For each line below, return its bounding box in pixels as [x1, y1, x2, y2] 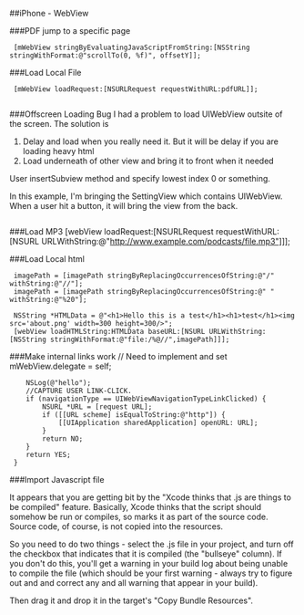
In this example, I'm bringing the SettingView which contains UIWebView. [9, 191, 283, 202]
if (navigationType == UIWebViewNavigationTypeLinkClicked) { [25, 394, 267, 403]
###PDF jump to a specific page [9, 26, 131, 36]
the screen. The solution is [9, 119, 109, 129]
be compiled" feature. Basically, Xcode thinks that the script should [9, 502, 262, 512]
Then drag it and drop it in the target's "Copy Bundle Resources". [9, 595, 253, 606]
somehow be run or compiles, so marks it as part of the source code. [9, 511, 269, 522]
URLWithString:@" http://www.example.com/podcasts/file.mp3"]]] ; [40, 236, 291, 246]
